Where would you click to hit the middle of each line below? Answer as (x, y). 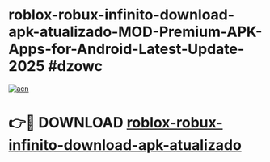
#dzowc (76, 66)
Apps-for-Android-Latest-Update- (127, 49)
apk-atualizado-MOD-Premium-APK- (135, 32)
